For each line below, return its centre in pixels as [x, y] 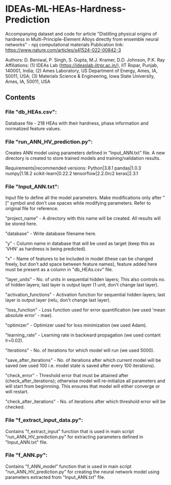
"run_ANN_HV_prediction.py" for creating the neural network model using [82, 472]
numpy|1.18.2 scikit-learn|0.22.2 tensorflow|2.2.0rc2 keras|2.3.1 [72, 173]
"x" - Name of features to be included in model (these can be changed [79, 259]
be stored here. [21, 224]
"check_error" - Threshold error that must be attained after [67, 376]
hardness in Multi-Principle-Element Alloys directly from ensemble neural [82, 39]
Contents [20, 97]
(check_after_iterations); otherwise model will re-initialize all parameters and [85, 381]
